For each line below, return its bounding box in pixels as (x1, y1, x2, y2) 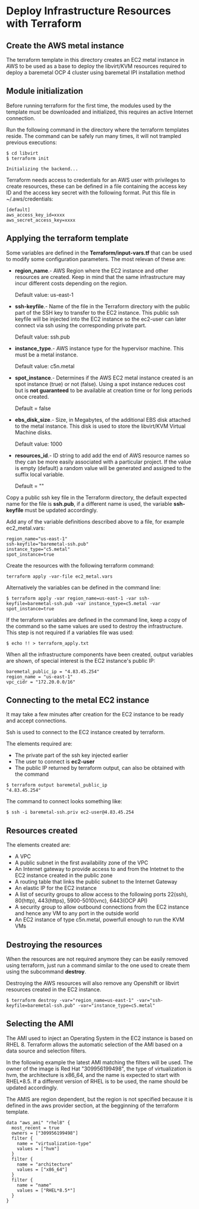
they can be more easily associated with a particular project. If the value (14, 458, 192, 465)
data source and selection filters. (6, 1047, 87, 1054)
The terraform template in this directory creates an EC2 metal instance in (6, 57, 185, 63)
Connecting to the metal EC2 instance (6, 695, 150, 706)
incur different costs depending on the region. (14, 280, 128, 287)
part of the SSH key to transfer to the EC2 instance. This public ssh (14, 309, 179, 316)
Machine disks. (14, 428, 52, 436)
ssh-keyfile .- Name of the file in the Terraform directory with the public (14, 302, 190, 310)
